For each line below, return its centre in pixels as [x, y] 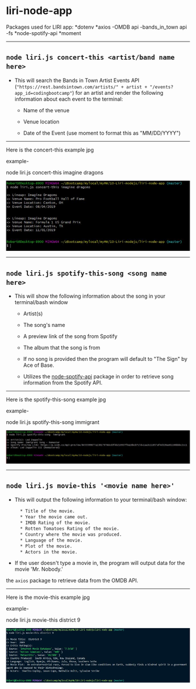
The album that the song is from [62, 348]
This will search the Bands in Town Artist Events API [77, 80]
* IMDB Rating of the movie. [55, 523]
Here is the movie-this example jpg [48, 597]
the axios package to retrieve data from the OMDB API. [72, 580]
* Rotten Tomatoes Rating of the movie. [70, 528]
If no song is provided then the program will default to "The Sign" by [105, 359]
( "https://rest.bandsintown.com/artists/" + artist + [81, 87]
